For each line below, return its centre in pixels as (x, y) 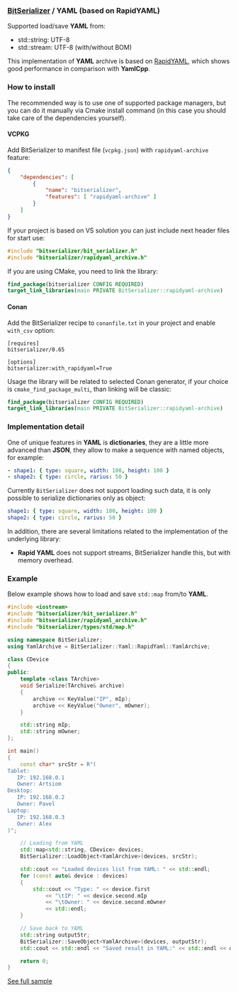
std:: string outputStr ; (55, 935)
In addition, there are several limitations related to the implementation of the (118, 531)
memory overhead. (45, 560)
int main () (23, 751)
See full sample (30, 981)
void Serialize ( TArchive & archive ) (73, 686)
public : (19, 673)
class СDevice (28, 659)
